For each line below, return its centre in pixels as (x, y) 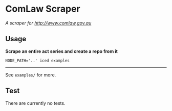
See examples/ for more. (31, 75)
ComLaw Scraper (43, 9)
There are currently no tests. (35, 103)
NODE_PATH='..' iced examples (38, 61)
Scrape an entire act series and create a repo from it (61, 51)
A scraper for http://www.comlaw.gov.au (48, 23)
